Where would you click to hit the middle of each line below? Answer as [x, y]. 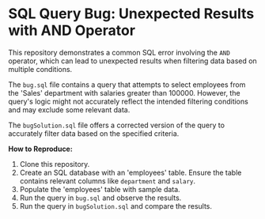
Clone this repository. [55, 164]
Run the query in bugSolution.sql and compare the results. [115, 206]
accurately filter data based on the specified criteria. [94, 133]
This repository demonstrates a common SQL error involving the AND [119, 52]
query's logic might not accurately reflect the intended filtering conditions [129, 101]
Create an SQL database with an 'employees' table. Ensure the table [131, 172]
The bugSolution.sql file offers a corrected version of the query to [117, 125]
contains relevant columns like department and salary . [108, 181]
